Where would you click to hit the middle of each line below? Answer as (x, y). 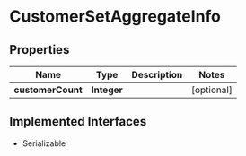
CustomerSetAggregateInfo (115, 17)
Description (157, 75)
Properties (40, 50)
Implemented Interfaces (78, 121)
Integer (107, 90)
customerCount (48, 90)
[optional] (212, 90)
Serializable (44, 143)
